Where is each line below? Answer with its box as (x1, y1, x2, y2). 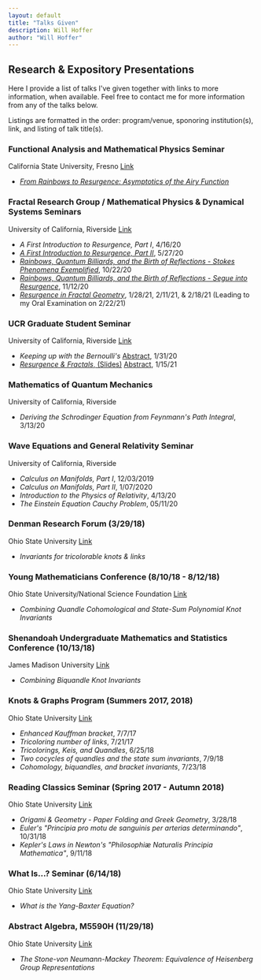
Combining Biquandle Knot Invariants (19, 676, 142, 685)
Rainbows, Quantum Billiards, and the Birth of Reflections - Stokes (19, 256, 235, 266)
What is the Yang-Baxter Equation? (19, 901, 135, 911)
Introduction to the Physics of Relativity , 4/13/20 (19, 490, 177, 500)
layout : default (8, 11, 61, 20)
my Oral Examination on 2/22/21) (19, 298, 126, 307)
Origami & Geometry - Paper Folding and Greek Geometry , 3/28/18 (19, 815, 237, 825)
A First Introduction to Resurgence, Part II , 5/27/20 (19, 248, 184, 257)
